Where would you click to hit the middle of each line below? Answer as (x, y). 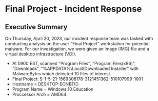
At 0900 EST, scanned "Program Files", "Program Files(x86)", (74, 63)
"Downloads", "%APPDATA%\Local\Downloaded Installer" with (75, 68)
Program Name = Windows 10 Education (53, 89)
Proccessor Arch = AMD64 (39, 94)
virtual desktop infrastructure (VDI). (41, 54)
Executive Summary (36, 27)
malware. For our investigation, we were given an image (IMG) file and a (77, 49)
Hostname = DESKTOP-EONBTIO (45, 84)
